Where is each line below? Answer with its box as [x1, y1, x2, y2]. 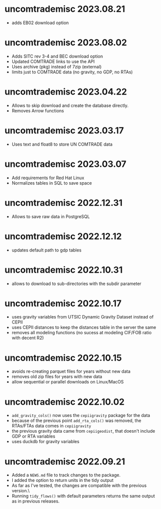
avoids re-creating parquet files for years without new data [11, 368, 131, 375]
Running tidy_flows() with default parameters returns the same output [11, 493, 155, 499]
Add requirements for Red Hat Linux [11, 175, 84, 181]
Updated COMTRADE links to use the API [11, 58, 95, 64]
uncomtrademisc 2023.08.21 [4, 3, 125, 15]
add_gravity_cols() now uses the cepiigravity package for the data [11, 413, 150, 418]
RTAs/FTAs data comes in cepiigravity [11, 423, 92, 429]
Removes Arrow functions [11, 107, 64, 114]
